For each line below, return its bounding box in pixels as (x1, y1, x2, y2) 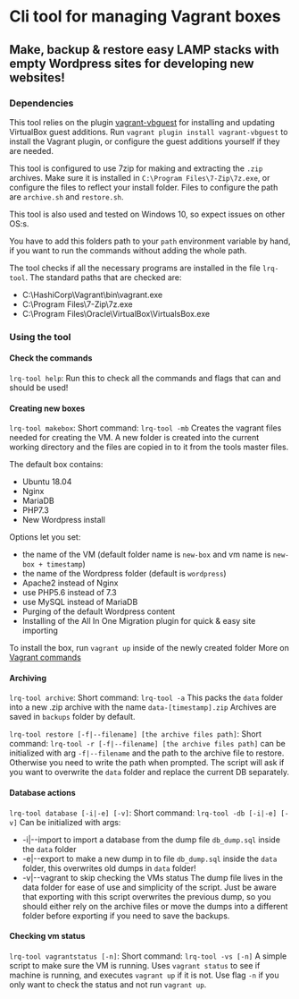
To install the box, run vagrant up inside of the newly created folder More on (9, 643, 290, 653)
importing (21, 625, 58, 636)
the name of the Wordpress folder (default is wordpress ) (21, 568, 227, 579)
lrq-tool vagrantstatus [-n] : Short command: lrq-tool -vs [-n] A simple (9, 951, 287, 961)
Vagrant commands (9, 652, 82, 663)
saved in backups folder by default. (9, 712, 136, 722)
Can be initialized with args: (19, 816, 121, 827)
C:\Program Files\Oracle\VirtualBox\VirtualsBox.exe (21, 308, 211, 319)
